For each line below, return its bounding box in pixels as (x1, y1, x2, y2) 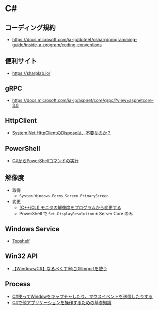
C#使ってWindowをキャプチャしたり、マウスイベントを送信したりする (12, 293, 153, 299)
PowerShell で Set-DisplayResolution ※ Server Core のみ (19, 211, 133, 217)
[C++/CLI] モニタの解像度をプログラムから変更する (19, 205, 122, 210)
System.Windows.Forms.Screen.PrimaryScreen (19, 194, 109, 199)
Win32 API (5, 252, 38, 260)
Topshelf (12, 238, 30, 243)
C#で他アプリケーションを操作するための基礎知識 (12, 299, 111, 305)
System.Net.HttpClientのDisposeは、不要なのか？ (12, 130, 111, 136)
